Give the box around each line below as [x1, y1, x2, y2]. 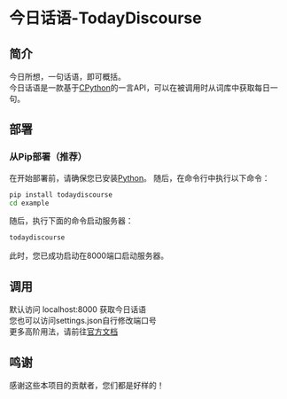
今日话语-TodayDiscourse [9, 8, 202, 28]
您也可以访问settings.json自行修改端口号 [9, 316, 157, 326]
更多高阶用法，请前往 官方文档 [9, 326, 118, 337]
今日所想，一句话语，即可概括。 [9, 72, 126, 82]
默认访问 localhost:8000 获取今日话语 [9, 304, 146, 315]
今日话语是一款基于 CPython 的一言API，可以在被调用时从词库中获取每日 [9, 82, 271, 93]
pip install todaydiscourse [9, 190, 113, 199]
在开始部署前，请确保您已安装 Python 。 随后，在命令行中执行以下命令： [9, 172, 270, 183]
